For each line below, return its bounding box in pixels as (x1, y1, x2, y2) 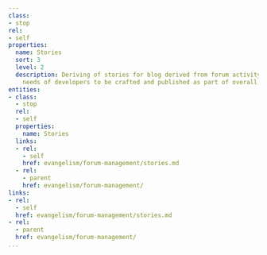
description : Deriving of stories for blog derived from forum (15, 71, 229, 79)
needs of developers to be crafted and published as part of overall (22, 78, 258, 86)
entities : (8, 85, 41, 94)
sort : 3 (15, 56, 41, 64)
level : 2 (15, 64, 44, 71)
